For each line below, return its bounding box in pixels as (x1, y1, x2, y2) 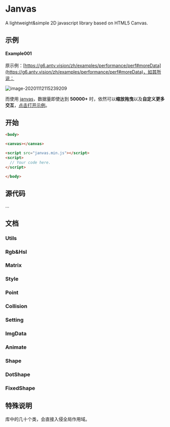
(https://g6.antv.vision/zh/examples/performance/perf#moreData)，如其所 (5, 69, 161, 75)
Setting (5, 316, 24, 323)
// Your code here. (10, 160, 51, 165)
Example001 (5, 50, 32, 56)
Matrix (5, 262, 22, 269)
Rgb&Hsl (5, 248, 27, 255)
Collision (5, 303, 28, 310)
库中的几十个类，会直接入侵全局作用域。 (5, 416, 90, 422)
